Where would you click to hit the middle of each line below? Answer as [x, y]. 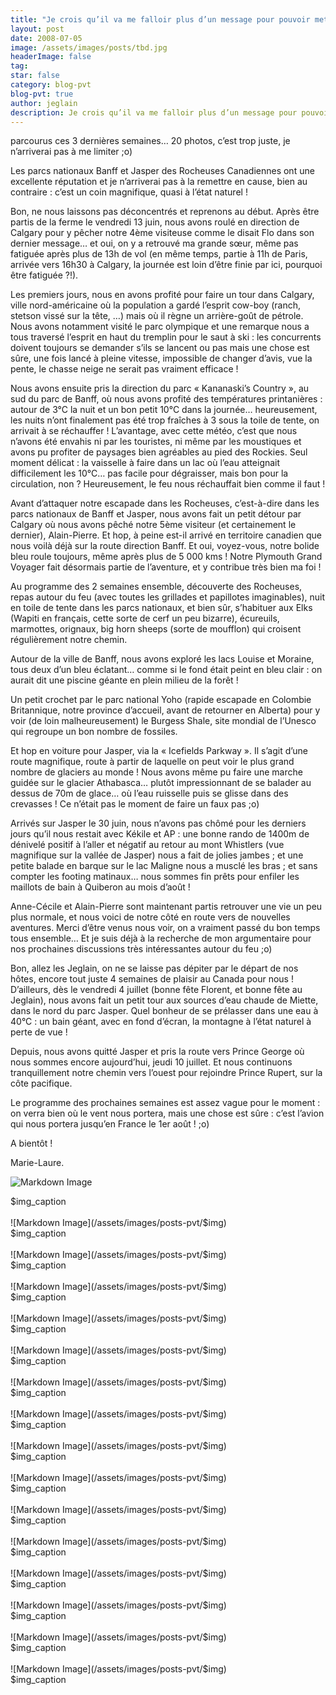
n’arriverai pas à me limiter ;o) [71, 152]
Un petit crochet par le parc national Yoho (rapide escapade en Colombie [161, 700]
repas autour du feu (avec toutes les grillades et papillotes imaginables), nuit [168, 597]
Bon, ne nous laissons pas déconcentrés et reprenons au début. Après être [165, 212]
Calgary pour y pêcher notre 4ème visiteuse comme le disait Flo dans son [162, 233]
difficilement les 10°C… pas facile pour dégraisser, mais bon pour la [149, 473]
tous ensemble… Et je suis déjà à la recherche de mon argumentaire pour [161, 938]
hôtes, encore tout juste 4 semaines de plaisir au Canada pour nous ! [152, 979]
